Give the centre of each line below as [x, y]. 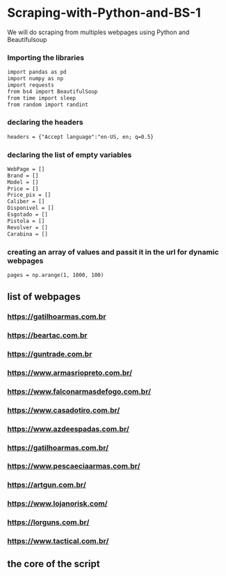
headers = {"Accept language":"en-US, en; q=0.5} [81, 137]
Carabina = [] [28, 234]
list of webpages [44, 297]
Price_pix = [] [29, 195]
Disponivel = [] [31, 208]
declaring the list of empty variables [70, 155]
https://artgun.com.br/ [47, 485]
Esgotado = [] [28, 215]
